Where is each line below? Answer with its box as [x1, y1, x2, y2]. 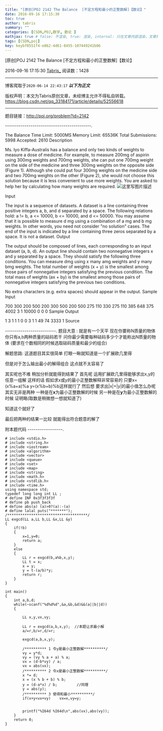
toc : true [5, 16, 25, 21]
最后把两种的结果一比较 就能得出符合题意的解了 [5, 416, 100, 422]
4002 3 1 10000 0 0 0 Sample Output [5, 308, 79, 314]
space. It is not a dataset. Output [5, 233, 70, 239]
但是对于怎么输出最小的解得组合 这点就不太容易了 [5, 360, 104, 366]
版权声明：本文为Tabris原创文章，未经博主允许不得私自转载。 [5, 93, 128, 99]
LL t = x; [22, 559, 42, 564]
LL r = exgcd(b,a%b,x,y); [22, 555, 75, 560]
